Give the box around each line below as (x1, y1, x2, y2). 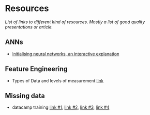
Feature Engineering (5, 65, 68, 73)
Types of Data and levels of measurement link (12, 78, 104, 84)
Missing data (5, 91, 45, 100)
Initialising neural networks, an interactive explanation (12, 51, 120, 57)
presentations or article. (5, 24, 53, 29)
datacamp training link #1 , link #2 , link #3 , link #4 (12, 104, 110, 110)
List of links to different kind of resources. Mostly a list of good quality (5, 19, 145, 25)
